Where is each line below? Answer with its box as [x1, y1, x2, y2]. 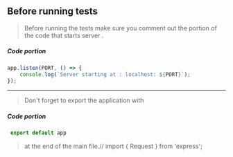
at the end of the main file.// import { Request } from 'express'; [24, 142, 203, 151]
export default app [10, 129, 67, 137]
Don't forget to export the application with [24, 96, 144, 104]
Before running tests [7, 6, 98, 17]
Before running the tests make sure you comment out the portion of [24, 24, 217, 32]
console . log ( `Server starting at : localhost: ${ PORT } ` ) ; [19, 71, 191, 78]
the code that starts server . [24, 31, 104, 39]
